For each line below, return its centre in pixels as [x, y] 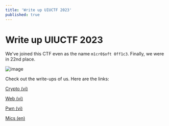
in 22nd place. [20, 59]
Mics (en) [15, 118]
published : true [22, 15]
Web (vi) [14, 99]
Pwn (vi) [14, 108]
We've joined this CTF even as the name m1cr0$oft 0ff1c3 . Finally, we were [85, 54]
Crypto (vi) [17, 89]
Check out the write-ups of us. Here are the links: [57, 79]
